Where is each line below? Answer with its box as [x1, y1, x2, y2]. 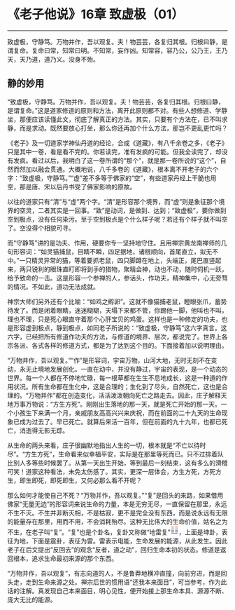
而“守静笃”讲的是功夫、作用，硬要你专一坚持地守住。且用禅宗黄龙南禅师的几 [7, 238, 227, 247]
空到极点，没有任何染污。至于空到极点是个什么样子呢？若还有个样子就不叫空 [7, 215, 228, 223]
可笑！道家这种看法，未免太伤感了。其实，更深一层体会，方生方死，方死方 [7, 467, 222, 475]
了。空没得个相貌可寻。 [7, 224, 75, 232]
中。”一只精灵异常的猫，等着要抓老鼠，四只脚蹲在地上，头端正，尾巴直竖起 [7, 256, 222, 264]
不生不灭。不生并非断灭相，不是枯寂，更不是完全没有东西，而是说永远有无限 [7, 508, 228, 517]
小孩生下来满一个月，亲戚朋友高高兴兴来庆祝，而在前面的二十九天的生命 [13, 408, 222, 417]
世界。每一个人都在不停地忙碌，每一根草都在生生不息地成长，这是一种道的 [7, 373, 222, 382]
